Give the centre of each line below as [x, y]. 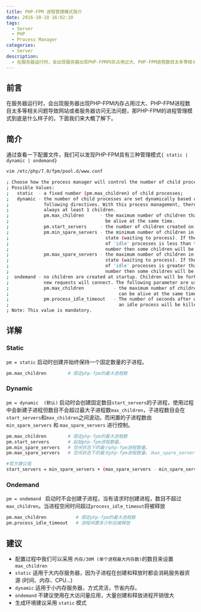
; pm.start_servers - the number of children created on [100, 227]
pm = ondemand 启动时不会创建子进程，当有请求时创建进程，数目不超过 [94, 499]
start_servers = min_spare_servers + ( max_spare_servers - [81, 469]
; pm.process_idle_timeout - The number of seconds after [99, 299]
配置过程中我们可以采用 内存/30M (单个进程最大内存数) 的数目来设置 [94, 559]
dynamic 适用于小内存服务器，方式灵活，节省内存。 [77, 587]
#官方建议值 [19, 464]
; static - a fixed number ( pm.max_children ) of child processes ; [95, 193]
